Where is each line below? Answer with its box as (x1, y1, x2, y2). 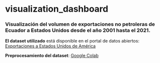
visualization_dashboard (5, 3, 109, 15)
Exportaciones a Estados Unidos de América (5, 43, 96, 49)
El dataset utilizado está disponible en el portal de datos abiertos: (5, 38, 140, 44)
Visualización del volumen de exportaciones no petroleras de (5, 21, 156, 28)
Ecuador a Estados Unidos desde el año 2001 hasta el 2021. (5, 27, 151, 34)
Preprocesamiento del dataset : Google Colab (5, 53, 99, 59)
